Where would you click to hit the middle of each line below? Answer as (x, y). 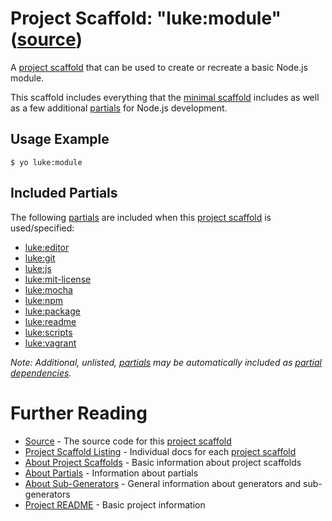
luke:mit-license (58, 279)
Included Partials (64, 193)
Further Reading (79, 413)
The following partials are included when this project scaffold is (141, 217)
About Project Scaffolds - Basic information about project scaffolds (163, 462)
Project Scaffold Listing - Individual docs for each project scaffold (160, 451)
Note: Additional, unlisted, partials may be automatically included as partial (166, 362)
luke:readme (50, 321)
